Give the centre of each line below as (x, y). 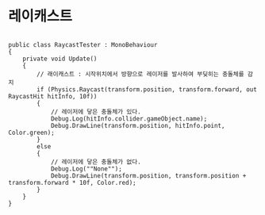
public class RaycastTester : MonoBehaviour (83, 44)
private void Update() (60, 59)
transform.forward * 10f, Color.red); (72, 182)
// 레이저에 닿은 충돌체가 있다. (96, 112)
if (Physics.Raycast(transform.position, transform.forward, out (147, 89)
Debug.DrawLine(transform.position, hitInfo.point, (138, 125)
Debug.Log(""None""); (86, 169)
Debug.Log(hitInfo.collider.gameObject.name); (129, 119)
